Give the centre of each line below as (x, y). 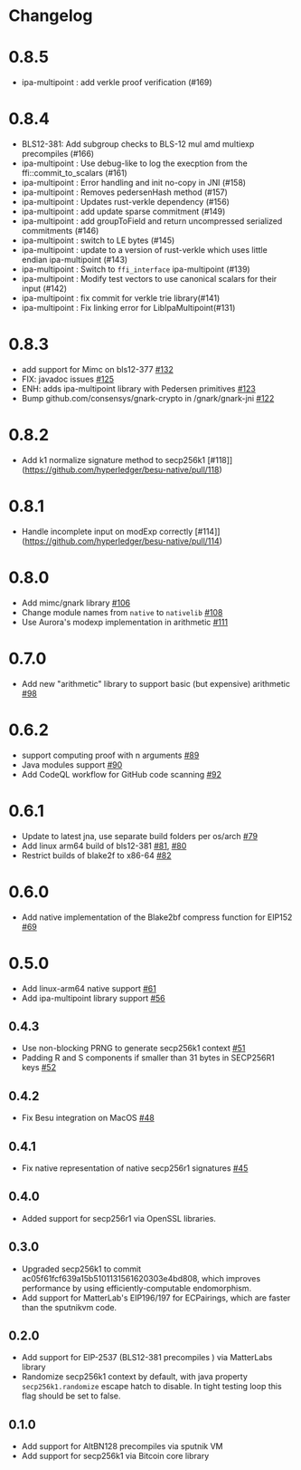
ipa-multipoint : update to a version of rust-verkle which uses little (144, 250)
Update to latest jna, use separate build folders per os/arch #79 (140, 836)
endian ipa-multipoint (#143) (75, 260)
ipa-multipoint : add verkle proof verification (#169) (117, 82)
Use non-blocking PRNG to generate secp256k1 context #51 (133, 1049)
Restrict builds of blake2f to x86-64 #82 (97, 855)
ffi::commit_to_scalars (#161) (74, 173)
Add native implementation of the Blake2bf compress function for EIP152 (157, 917)
